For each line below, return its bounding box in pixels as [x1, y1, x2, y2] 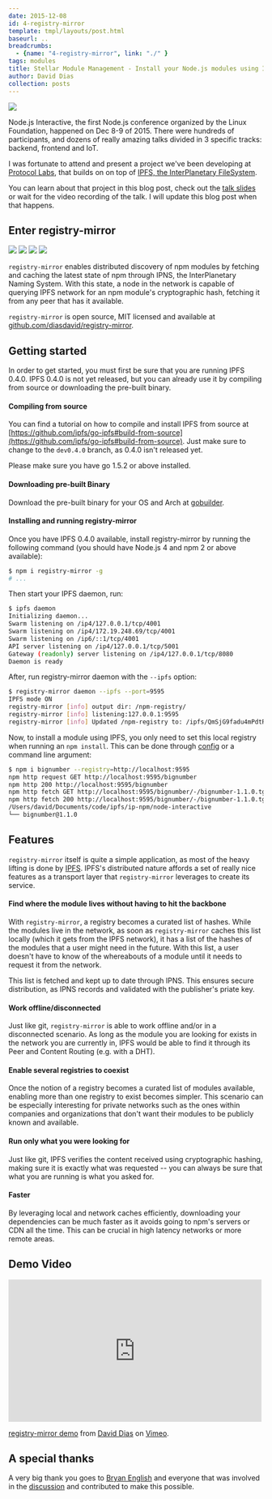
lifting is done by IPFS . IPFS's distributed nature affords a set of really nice [8, 863, 257, 873]
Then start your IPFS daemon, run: [8, 589, 124, 599]
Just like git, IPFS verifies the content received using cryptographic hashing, [8, 1154, 263, 1164]
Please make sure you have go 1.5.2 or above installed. [8, 461, 192, 471]
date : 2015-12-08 [8, 11, 67, 20]
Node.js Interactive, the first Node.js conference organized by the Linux [8, 117, 247, 126]
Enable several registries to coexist [8, 1065, 130, 1074]
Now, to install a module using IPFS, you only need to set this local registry [8, 732, 257, 742]
